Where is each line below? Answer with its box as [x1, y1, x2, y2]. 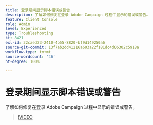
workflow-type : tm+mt [5, 49, 51, 54]
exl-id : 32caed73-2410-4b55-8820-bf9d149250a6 [5, 40, 105, 45]
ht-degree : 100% [5, 59, 40, 64]
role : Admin [5, 21, 30, 27]
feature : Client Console [5, 17, 58, 22]
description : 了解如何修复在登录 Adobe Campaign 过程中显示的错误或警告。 [5, 12, 150, 17]
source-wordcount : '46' [5, 54, 56, 59]
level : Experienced [5, 26, 47, 31]
